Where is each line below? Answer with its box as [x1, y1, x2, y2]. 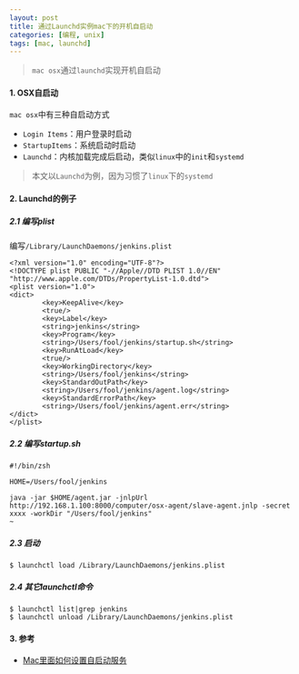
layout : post [9, 13, 59, 23]
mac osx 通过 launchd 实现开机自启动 [31, 65, 162, 75]
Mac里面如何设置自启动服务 [22, 655, 127, 666]
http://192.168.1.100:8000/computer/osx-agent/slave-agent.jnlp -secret [9, 501, 291, 510]
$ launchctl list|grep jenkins [9, 604, 128, 614]
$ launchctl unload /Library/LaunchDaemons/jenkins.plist [9, 612, 234, 621]
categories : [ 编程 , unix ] [9, 30, 105, 39]
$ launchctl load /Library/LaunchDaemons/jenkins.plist [9, 560, 225, 569]
